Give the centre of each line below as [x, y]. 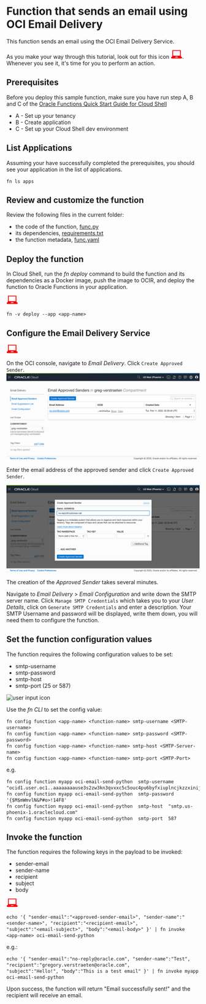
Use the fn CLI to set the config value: [54, 709]
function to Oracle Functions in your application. [67, 287]
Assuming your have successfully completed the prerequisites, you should [101, 163]
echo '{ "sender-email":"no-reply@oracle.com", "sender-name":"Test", [98, 959]
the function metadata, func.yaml [57, 240]
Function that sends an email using [97, 11]
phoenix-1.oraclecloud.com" [42, 812]
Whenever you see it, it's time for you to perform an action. [81, 63]
